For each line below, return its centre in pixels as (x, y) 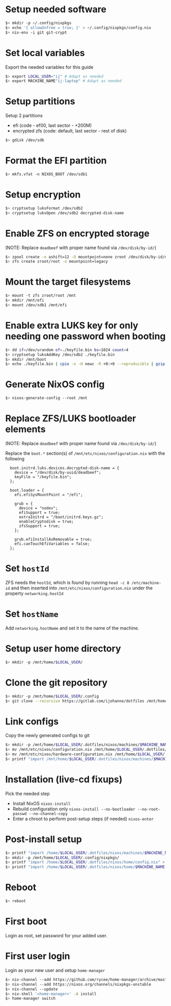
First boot (26, 922)
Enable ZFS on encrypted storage (77, 233)
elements (25, 429)
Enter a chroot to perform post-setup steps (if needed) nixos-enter (83, 819)
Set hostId (27, 568)
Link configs (32, 721)
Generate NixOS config (55, 384)
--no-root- (149, 809)
